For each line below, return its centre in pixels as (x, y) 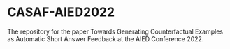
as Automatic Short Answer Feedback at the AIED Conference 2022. (106, 38)
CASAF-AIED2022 (61, 12)
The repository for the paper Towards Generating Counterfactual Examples (115, 31)
